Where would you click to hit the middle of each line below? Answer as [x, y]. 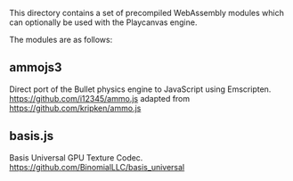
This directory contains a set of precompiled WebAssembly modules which [147, 13]
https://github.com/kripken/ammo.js [75, 108]
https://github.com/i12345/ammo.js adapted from [100, 98]
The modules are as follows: [61, 40]
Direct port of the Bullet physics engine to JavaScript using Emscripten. [140, 89]
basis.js [32, 136]
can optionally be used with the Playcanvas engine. [103, 22]
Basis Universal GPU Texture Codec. [76, 157]
